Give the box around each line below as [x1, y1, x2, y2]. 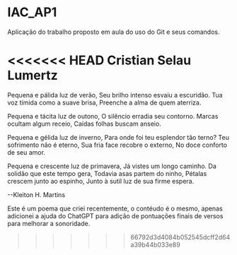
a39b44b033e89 [130, 240, 180, 249]
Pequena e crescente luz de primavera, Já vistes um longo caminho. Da [7, 162, 217, 170]
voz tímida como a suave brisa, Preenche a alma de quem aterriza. [7, 98, 202, 107]
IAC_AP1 [7, 4, 57, 20]
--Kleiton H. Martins [7, 190, 66, 198]
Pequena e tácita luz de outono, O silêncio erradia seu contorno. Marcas [7, 112, 219, 120]
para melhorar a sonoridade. [7, 219, 91, 227]
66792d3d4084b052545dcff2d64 [130, 232, 231, 241]
